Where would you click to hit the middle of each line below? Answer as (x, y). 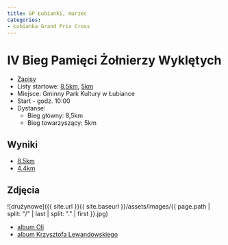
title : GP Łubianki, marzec (47, 13)
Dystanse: (31, 108)
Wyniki (23, 144)
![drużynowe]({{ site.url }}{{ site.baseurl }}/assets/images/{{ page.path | (109, 206)
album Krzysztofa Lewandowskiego (67, 234)
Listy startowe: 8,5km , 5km (55, 86)
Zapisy (26, 79)
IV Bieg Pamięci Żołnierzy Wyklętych (114, 60)
